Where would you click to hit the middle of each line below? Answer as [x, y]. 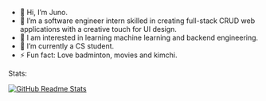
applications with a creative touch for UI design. [98, 29]
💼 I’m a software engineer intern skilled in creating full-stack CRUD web [137, 21]
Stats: [18, 73]
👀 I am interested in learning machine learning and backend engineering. [139, 37]
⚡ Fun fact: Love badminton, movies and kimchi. [98, 55]
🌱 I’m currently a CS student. [67, 46]
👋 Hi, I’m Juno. [43, 12]
